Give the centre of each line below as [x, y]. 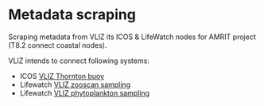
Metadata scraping [72, 15]
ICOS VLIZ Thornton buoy [62, 76]
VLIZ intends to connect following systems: [79, 61]
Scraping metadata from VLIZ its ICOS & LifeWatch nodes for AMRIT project [132, 37]
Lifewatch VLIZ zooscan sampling [75, 84]
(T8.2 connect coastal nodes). [58, 45]
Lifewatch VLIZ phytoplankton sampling [84, 92]
